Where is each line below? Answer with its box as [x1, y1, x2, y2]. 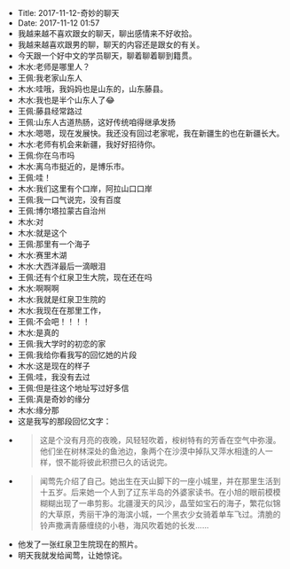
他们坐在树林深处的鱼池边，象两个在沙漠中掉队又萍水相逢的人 [39, 446, 266, 456]
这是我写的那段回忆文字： [17, 416, 112, 426]
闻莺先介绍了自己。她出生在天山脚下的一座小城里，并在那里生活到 [39, 476, 281, 486]
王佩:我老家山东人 [17, 73, 82, 82]
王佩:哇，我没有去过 [17, 371, 90, 382]
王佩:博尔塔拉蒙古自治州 [17, 206, 106, 215]
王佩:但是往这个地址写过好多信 [17, 383, 129, 393]
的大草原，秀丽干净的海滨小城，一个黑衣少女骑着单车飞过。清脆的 [39, 509, 281, 519]
